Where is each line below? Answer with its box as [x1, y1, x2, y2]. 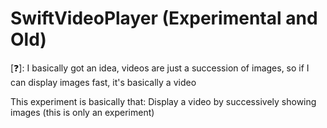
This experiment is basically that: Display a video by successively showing [10, 95, 317, 107]
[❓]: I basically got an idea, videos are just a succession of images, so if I [10, 62, 310, 74]
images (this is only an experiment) [10, 106, 155, 118]
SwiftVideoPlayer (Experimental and [10, 7, 318, 30]
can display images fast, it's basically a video [10, 76, 197, 88]
